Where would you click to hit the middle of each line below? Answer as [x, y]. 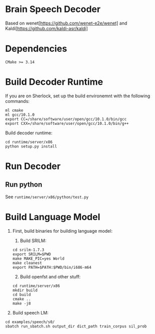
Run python [24, 185]
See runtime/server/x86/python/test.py [47, 197]
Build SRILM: [33, 240]
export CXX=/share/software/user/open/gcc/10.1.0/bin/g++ [67, 123]
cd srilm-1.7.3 [28, 250]
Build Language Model [53, 217]
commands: [18, 101]
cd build [22, 294]
